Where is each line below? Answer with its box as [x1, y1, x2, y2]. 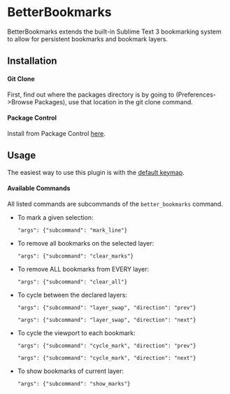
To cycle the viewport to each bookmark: [17, 328, 136, 337]
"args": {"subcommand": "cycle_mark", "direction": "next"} [17, 354, 196, 361]
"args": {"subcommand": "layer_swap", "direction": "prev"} [17, 304, 196, 311]
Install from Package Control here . [7, 129, 106, 137]
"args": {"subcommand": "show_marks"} [17, 380, 131, 387]
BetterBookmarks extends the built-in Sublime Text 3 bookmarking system [7, 27, 222, 36]
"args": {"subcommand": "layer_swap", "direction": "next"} [17, 316, 196, 323]
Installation [7, 55, 57, 67]
